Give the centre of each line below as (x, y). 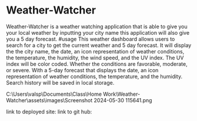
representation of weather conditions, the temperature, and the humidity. (94, 76)
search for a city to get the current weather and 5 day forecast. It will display (99, 45)
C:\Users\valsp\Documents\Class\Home (54, 94)
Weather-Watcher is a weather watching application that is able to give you (97, 26)
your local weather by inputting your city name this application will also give (98, 32)
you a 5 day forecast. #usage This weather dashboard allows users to (91, 39)
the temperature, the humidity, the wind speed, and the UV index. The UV (95, 58)
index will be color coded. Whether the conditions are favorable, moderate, (97, 64)
